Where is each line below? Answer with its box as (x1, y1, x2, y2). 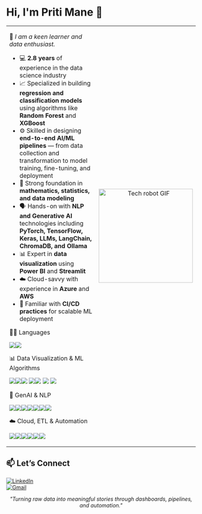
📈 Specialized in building (19, 79, 91, 87)
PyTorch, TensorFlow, (19, 227, 83, 235)
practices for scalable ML (19, 307, 93, 315)
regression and (19, 88, 64, 97)
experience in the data (19, 63, 83, 72)
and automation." (79, 501, 123, 509)
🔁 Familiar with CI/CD (19, 299, 80, 308)
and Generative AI (19, 212, 73, 220)
